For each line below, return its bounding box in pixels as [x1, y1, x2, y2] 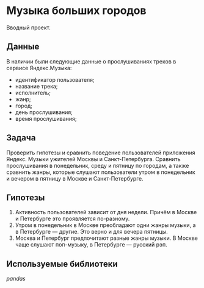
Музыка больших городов [6, 4, 147, 18]
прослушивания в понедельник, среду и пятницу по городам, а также [6, 162, 189, 169]
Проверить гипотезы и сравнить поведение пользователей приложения [6, 149, 195, 156]
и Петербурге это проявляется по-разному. [15, 215, 130, 223]
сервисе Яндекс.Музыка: [6, 64, 72, 71]
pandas [6, 275, 26, 283]
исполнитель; [15, 89, 51, 96]
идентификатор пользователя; [15, 76, 95, 83]
